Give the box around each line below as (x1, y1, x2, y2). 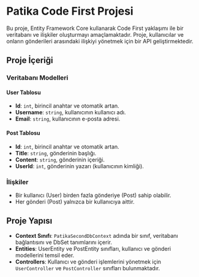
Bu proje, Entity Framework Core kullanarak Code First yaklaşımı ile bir (6, 24, 184, 32)
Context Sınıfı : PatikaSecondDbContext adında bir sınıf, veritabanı (15, 232, 179, 239)
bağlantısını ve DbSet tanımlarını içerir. (15, 238, 112, 246)
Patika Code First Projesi (6, 4, 133, 18)
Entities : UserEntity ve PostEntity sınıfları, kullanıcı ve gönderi (15, 245, 171, 252)
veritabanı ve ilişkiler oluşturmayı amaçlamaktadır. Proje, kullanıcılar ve (6, 31, 184, 38)
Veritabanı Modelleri (6, 73, 69, 82)
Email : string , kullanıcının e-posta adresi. (15, 115, 121, 123)
